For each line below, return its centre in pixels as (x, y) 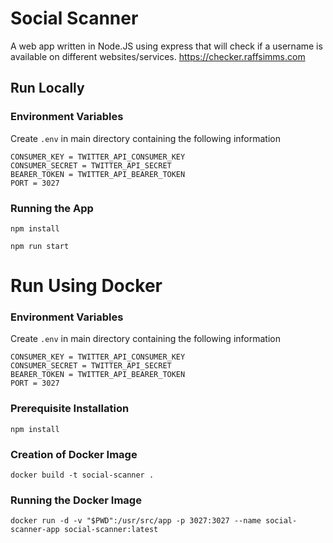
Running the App (52, 208)
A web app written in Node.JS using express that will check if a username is (166, 46)
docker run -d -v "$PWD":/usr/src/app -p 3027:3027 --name (136, 521)
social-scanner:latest (111, 530)
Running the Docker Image (76, 500)
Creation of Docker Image (74, 454)
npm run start (40, 246)
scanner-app (35, 530)
